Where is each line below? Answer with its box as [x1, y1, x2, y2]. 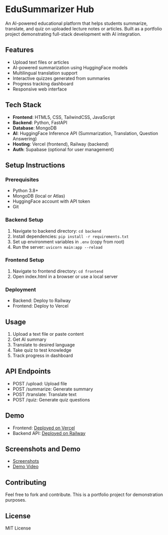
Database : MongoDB [12, 125, 57, 131]
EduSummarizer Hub [5, 4, 95, 15]
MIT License [5, 525, 31, 531]
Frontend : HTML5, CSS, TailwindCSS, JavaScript [12, 114, 115, 120]
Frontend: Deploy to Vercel [12, 303, 69, 309]
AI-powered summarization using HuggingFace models [12, 64, 128, 70]
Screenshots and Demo [5, 444, 81, 453]
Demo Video [12, 464, 39, 470]
